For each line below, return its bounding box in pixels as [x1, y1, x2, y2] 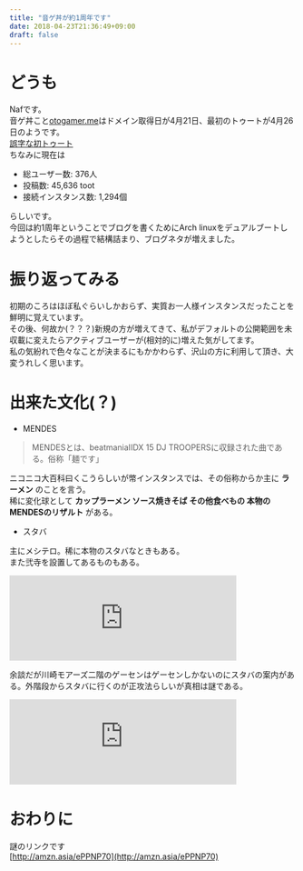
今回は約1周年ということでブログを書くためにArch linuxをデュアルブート [9, 222, 280, 233]
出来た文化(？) [9, 393, 118, 414]
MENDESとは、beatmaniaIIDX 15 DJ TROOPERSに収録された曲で [31, 442, 275, 453]
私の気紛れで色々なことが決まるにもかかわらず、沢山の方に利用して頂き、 [9, 346, 286, 357]
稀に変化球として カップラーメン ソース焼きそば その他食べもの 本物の [9, 496, 271, 506]
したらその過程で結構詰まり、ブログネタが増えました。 [33, 234, 240, 245]
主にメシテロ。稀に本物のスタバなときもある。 [9, 546, 184, 556]
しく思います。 [33, 357, 89, 368]
